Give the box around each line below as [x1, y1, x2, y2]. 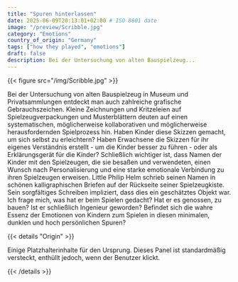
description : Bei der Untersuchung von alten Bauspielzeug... [7, 57, 195, 64]
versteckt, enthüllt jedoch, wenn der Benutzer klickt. [7, 253, 160, 261]
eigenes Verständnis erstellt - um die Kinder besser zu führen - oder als [7, 143, 218, 151]
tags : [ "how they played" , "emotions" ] [7, 43, 126, 50]
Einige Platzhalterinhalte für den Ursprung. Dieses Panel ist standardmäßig [7, 246, 226, 254]
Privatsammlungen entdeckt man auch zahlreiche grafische [7, 97, 182, 106]
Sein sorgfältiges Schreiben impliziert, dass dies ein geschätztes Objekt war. [7, 188, 232, 196]
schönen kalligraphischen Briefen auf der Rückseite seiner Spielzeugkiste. [7, 180, 225, 189]
